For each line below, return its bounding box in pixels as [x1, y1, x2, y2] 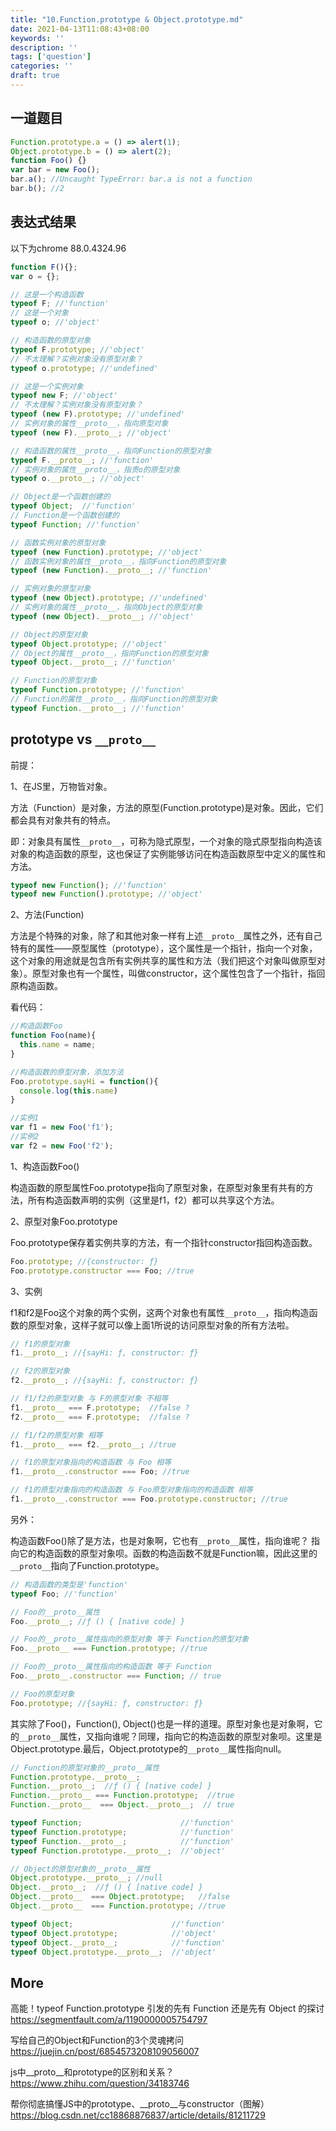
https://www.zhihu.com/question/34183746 [10, 2077, 190, 2090]
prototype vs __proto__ [10, 731, 157, 748]
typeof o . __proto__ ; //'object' [10, 474, 145, 484]
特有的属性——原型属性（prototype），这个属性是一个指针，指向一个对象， [10, 942, 318, 955]
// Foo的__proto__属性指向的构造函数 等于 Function [10, 1662, 212, 1672]
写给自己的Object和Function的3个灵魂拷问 [10, 2034, 185, 2046]
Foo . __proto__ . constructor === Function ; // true [10, 1671, 222, 1681]
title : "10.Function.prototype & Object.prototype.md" [10, 14, 244, 25]
